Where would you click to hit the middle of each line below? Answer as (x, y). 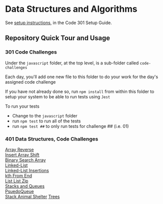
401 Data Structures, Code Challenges (52, 139)
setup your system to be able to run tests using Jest (58, 96)
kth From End (19, 175)
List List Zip (17, 181)
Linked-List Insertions (27, 170)
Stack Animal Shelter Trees (32, 196)
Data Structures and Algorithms (71, 9)
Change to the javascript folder (45, 116)
